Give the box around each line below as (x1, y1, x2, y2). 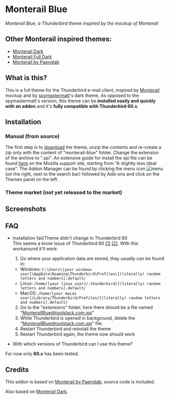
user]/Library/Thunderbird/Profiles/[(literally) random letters (20, 296, 160, 301)
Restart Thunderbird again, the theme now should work (20, 331, 135, 337)
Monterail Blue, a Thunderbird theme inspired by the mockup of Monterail (5, 20, 158, 26)
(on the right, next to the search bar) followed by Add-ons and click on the (5, 171, 160, 177)
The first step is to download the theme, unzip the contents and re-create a (5, 144, 161, 150)
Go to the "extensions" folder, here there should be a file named (20, 304, 153, 311)
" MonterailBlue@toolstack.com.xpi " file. (20, 320, 103, 326)
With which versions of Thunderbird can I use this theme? (12, 341, 133, 347)
